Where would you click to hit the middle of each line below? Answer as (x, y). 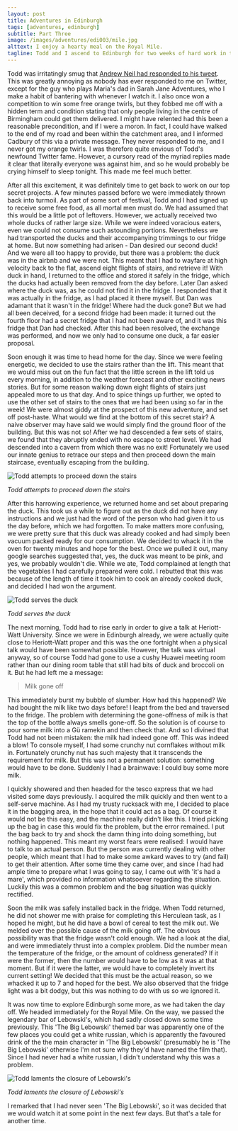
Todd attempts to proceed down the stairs (69, 489)
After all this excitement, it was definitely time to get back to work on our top (119, 185)
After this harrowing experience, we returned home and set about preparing (118, 503)
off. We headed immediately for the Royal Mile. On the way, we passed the (116, 1012)
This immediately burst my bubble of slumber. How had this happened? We (117, 700)
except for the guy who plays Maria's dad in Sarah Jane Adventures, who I (116, 89)
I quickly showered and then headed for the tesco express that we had (110, 789)
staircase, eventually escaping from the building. (78, 462)
